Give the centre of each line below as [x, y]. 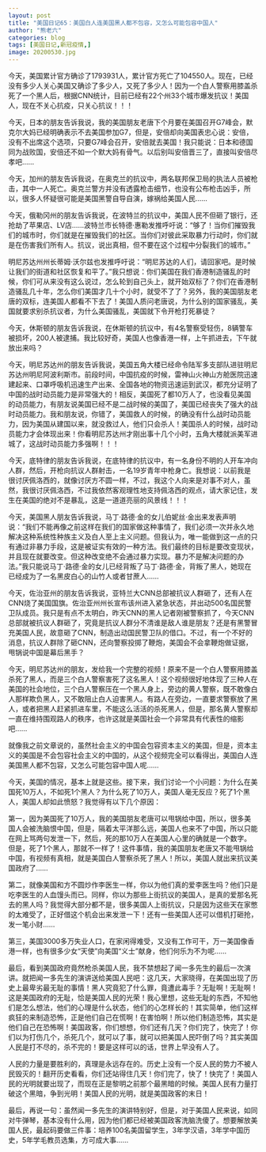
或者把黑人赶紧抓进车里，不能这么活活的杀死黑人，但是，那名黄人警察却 [140, 709]
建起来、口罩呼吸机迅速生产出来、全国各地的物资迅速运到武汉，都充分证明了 [133, 384]
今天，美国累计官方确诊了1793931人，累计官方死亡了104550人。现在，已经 [131, 76]
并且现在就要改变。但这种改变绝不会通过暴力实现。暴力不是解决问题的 [123, 556]
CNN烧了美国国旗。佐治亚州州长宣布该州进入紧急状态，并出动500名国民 [127, 603]
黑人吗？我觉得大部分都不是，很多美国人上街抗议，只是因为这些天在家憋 [140, 904]
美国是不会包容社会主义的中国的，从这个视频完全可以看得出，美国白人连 [140, 755]
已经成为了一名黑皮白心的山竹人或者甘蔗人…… [84, 576]
